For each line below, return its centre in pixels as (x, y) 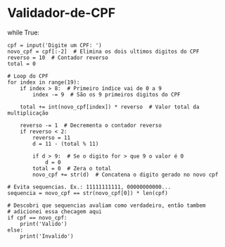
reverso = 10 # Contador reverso (58, 58)
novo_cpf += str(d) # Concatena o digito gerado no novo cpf (126, 175)
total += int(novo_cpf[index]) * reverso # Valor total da (110, 107)
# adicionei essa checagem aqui (54, 211)
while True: (24, 32)
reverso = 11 (52, 138)
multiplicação (28, 113)
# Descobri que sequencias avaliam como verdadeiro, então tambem (107, 205)
